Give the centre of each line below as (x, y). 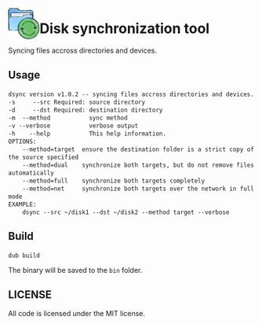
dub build (24, 256)
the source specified (44, 157)
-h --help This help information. (87, 134)
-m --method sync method (68, 118)
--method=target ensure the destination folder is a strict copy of (138, 149)
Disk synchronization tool (125, 29)
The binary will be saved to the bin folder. (75, 270)
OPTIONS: (22, 142)
